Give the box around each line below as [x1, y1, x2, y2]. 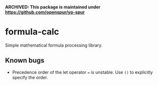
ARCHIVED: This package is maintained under [5, 4, 101, 10]
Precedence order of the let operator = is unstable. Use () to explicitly [12, 69, 153, 75]
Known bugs [5, 56, 45, 65]
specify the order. [12, 74, 48, 80]
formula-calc [5, 26, 60, 37]
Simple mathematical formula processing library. [5, 42, 103, 48]
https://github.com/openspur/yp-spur [5, 9, 85, 15]
